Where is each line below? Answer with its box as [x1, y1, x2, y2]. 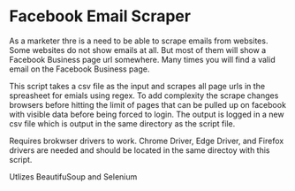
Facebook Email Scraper [9, 6, 192, 27]
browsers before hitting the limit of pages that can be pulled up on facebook [9, 99, 287, 110]
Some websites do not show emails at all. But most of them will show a [9, 44, 267, 55]
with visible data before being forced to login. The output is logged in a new [9, 109, 284, 119]
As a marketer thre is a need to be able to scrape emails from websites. [9, 35, 269, 46]
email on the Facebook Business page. [9, 64, 150, 74]
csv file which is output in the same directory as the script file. [9, 118, 236, 129]
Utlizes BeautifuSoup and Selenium [9, 171, 138, 182]
